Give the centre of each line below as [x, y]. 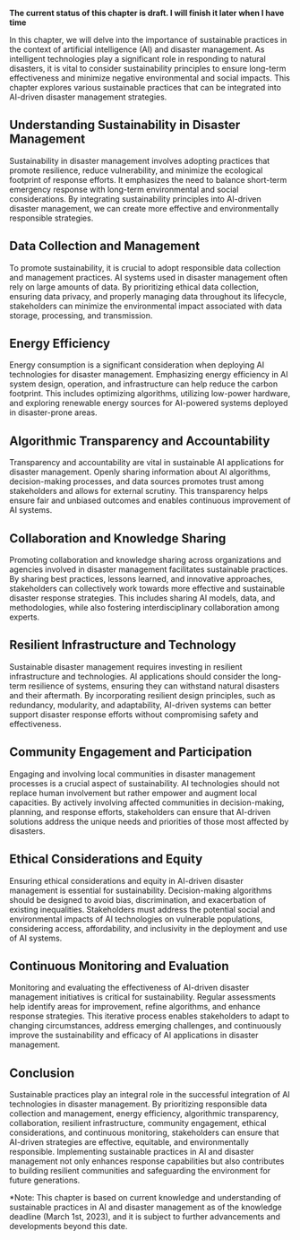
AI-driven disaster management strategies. [88, 97]
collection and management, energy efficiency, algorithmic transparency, [144, 1114]
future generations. [45, 1180]
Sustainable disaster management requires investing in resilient [126, 666]
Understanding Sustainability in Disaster [125, 125]
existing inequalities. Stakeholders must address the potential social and [142, 909]
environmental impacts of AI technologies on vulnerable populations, [136, 919]
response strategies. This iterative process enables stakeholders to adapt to [149, 1016]
